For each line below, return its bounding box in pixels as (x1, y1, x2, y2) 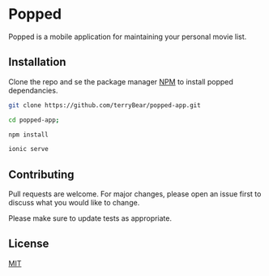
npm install (8, 131, 49, 139)
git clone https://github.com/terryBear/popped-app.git (8, 101, 201, 110)
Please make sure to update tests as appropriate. (8, 213, 173, 223)
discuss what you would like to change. (8, 198, 140, 208)
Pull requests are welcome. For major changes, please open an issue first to (8, 189, 262, 199)
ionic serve (8, 145, 49, 153)
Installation (8, 55, 66, 69)
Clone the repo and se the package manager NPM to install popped (8, 76, 233, 86)
